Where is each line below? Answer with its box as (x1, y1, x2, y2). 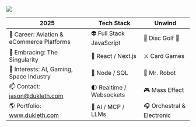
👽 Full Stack (91, 29, 125, 37)
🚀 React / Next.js (91, 52, 137, 60)
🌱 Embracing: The (9, 49, 58, 56)
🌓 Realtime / (91, 83, 127, 91)
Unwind (154, 19, 177, 27)
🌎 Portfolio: (9, 102, 41, 109)
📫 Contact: (9, 83, 41, 90)
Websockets (91, 91, 125, 99)
